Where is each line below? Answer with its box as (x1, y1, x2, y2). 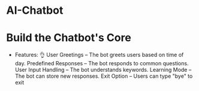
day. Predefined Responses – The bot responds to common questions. (14, 60, 189, 67)
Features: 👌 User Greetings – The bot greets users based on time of (14, 51, 184, 59)
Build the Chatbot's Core (6, 31, 132, 45)
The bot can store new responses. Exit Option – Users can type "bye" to (14, 72, 193, 80)
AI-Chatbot (6, 4, 64, 17)
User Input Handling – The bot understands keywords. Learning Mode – (14, 66, 192, 74)
